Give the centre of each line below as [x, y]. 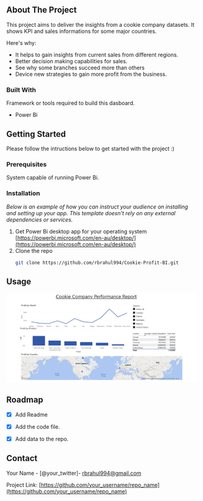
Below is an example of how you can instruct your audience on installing [97, 207]
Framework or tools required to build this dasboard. [71, 103]
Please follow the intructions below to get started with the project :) [91, 148]
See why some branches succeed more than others [80, 67]
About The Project [42, 10]
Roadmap [25, 400]
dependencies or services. [40, 219]
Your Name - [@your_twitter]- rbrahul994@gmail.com [74, 473]
